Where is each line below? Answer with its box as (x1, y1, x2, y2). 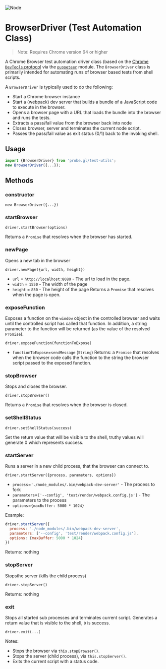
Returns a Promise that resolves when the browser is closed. (5, 402, 128, 408)
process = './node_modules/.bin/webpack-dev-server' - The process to (12, 481, 155, 487)
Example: (5, 512, 24, 518)
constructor (5, 191, 35, 198)
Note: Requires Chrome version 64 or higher (17, 49, 108, 55)
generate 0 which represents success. (5, 439, 84, 445)
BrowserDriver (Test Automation (5, 22, 142, 33)
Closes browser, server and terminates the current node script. (12, 125, 141, 131)
